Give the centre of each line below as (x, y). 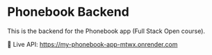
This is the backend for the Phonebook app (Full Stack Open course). (106, 31)
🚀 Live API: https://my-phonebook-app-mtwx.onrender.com (92, 44)
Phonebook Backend (68, 12)
